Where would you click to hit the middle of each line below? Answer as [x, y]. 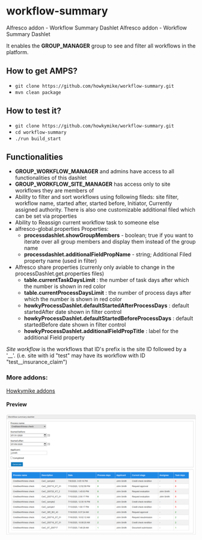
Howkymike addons [31, 391]
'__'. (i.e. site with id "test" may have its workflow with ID [76, 355]
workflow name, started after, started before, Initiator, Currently [93, 203]
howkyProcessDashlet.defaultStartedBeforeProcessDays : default [109, 318]
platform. [17, 52]
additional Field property [54, 337]
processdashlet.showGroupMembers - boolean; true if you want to [109, 235]
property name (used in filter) [60, 261]
